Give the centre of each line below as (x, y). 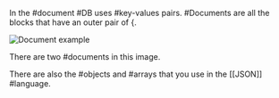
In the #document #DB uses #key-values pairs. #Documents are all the (139, 13)
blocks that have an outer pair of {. (73, 22)
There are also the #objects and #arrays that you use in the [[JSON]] (136, 74)
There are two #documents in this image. (85, 57)
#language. (30, 83)
